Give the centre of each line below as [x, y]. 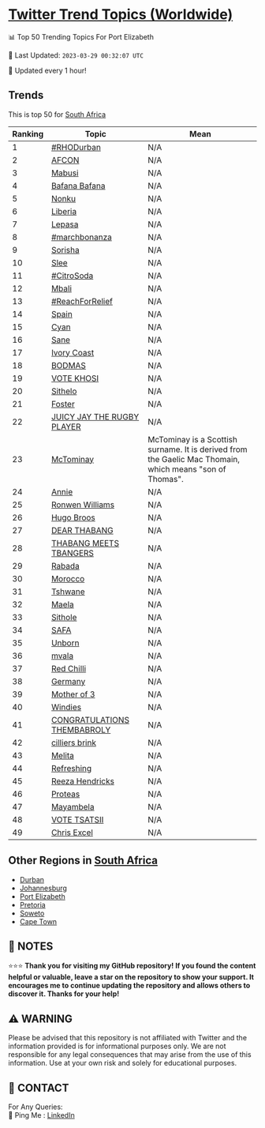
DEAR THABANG [82, 530]
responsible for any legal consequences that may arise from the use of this [130, 1055]
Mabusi [65, 173]
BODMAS [69, 365]
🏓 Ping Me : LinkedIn [41, 1115]
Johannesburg [43, 888]
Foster [63, 404]
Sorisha [65, 250]
